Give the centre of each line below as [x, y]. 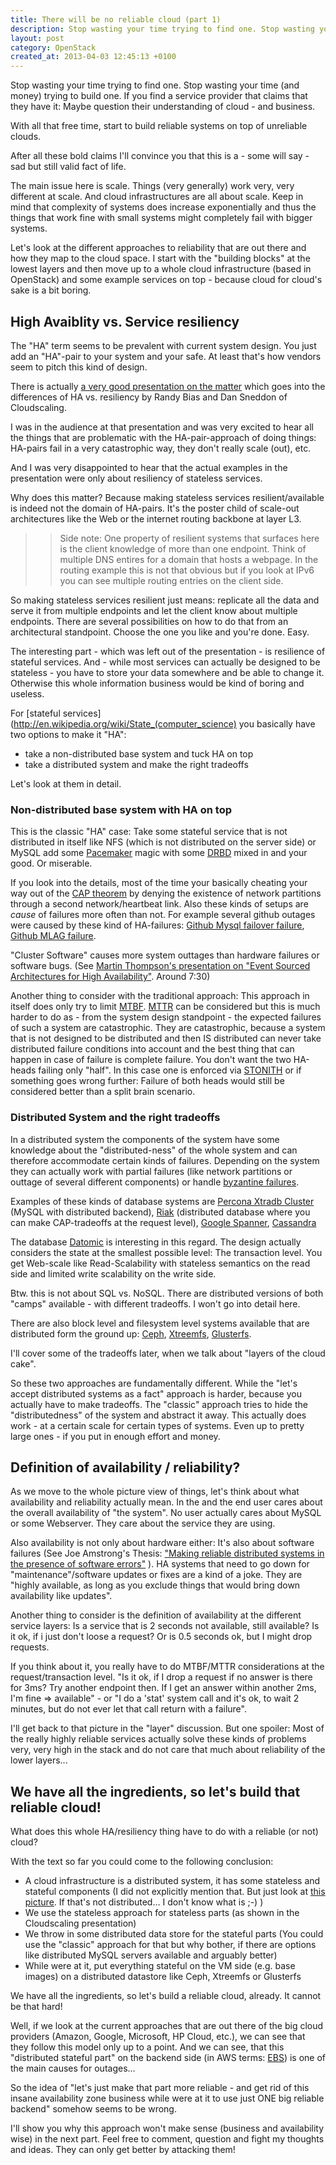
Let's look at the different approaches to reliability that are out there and [158, 248]
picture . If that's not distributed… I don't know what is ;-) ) [144, 1902]
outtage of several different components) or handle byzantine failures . [155, 1182]
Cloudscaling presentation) [80, 1923]
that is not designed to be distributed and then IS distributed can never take [166, 1038]
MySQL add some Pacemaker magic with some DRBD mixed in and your [159, 853]
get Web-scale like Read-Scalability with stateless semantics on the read [160, 1263]
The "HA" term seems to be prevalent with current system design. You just [163, 345]
